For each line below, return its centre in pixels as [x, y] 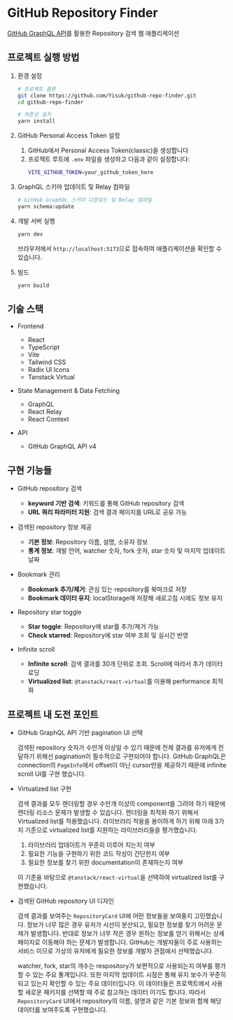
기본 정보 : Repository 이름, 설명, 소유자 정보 [88, 542]
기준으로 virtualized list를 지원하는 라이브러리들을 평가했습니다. [111, 830]
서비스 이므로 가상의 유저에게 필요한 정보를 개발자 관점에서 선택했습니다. [115, 951]
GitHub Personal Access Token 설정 [69, 135]
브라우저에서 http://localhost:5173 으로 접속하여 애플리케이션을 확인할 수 [120, 248]
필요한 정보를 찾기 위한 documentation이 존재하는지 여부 [106, 862]
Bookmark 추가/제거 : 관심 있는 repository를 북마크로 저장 [107, 589]
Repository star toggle [49, 612]
